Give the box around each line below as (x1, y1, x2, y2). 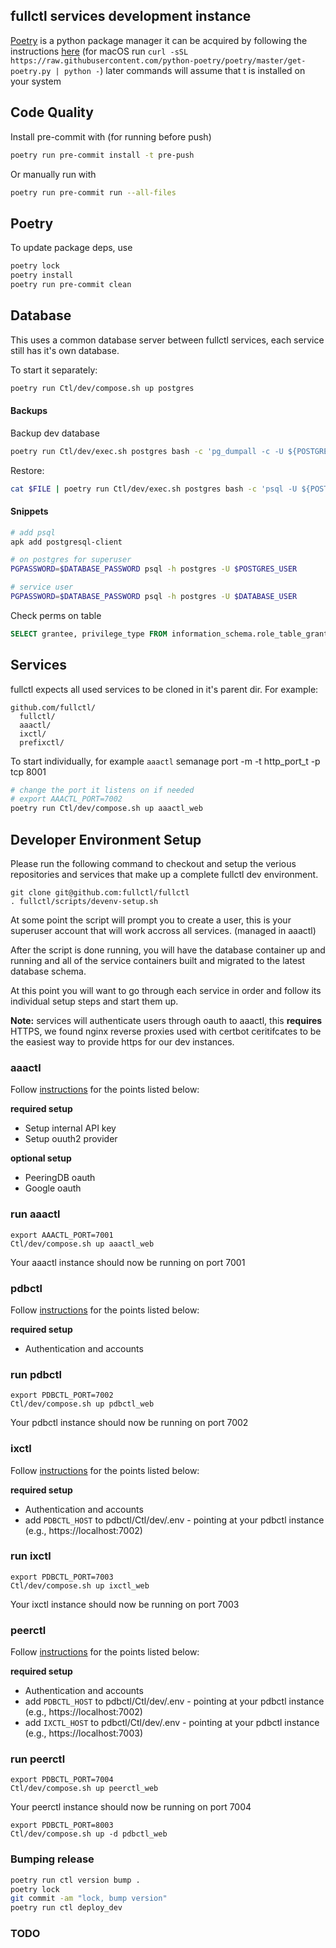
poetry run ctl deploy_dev (10, 1903, 123, 1913)
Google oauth (24, 1182, 82, 1194)
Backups (10, 405, 48, 417)
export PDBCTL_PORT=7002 (10, 1390, 114, 1401)
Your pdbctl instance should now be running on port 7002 (10, 1417, 249, 1429)
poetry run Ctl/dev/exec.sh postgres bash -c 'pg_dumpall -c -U (10, 446, 284, 456)
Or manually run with (10, 168, 97, 180)
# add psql (10, 527, 56, 538)
